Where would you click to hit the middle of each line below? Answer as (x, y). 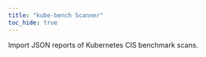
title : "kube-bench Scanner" (56, 15)
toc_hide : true (33, 23)
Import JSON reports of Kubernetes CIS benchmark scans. (103, 45)
